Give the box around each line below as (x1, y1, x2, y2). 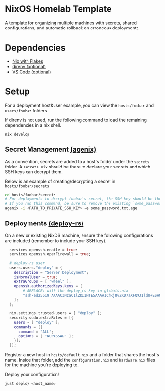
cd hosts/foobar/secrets (5, 192, 56, 197)
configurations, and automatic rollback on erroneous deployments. (5, 25, 140, 30)
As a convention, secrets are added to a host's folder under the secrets (5, 158, 150, 164)
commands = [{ (14, 324, 43, 330)
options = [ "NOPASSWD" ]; (18, 334, 74, 338)
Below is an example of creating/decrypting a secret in (5, 178, 116, 184)
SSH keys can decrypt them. (5, 168, 63, 175)
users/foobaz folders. (5, 107, 48, 113)
